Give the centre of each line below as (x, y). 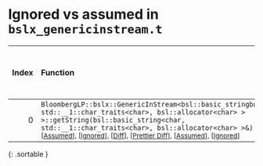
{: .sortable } (28, 153)
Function (58, 72)
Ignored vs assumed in (83, 14)
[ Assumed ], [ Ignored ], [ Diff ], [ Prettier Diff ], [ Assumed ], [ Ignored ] (141, 135)
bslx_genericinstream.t (85, 29)
